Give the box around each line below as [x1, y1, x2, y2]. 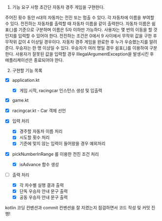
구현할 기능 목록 [12, 68, 42, 73]
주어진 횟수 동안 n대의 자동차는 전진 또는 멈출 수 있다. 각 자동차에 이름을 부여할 [5, 15, 155, 20]
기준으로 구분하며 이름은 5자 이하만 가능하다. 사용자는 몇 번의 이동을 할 [18, 27, 153, 33]
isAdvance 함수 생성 [19, 161, 60, 167]
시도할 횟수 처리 [19, 134, 50, 140]
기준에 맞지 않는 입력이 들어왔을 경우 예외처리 [19, 141, 106, 147]
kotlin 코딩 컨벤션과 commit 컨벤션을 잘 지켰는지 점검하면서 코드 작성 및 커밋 [5, 204, 150, 210]
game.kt [12, 97, 29, 103]
